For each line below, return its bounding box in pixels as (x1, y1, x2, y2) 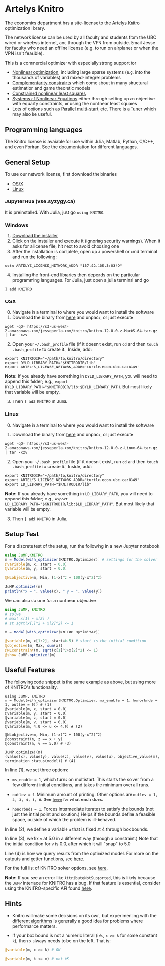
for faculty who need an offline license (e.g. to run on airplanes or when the (5, 45, 159, 51)
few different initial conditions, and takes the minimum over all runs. (12, 782, 150, 788)
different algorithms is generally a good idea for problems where (12, 918, 143, 924)
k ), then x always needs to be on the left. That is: (12, 938, 111, 944)
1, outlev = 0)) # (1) (5, 702, 52, 707)
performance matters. (12, 923, 57, 929)
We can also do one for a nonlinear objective (5, 598, 96, 603)
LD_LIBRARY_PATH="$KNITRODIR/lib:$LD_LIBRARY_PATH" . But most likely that (5, 501, 155, 507)
